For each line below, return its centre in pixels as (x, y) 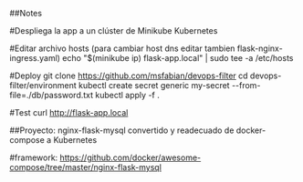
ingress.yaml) (35, 58)
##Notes (26, 13)
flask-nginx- (260, 48)
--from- (246, 85)
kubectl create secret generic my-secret (154, 85)
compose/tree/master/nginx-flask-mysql (86, 167)
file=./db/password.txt (52, 95)
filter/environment (43, 85)
